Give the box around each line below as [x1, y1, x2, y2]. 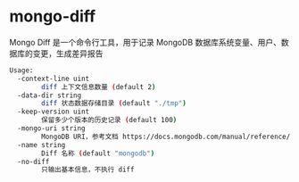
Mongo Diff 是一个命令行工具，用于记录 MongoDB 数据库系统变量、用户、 [9, 37, 281, 47]
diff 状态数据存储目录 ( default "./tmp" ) [41, 99, 187, 108]
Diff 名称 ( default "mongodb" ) [41, 149, 155, 158]
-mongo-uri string [17, 124, 87, 133]
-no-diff [17, 157, 50, 166]
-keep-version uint [17, 107, 90, 117]
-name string [17, 140, 66, 149]
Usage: [9, 65, 34, 75]
